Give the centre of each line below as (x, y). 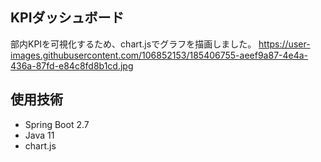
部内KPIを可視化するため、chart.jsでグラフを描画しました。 (133, 44)
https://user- (284, 44)
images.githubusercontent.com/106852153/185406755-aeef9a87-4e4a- (159, 55)
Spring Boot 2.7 (57, 124)
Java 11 (39, 135)
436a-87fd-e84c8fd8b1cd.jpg (72, 65)
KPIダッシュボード (67, 18)
